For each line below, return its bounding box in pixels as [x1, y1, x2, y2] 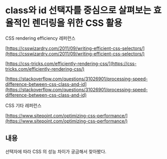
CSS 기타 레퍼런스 [5, 102, 42, 108]
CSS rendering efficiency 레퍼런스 [5, 35, 76, 41]
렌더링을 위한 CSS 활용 [32, 17, 123, 29]
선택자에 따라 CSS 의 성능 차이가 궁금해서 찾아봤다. [5, 148, 107, 154]
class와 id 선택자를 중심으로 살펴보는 [5, 5, 152, 16]
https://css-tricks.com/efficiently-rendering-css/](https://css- [7, 60, 137, 67]
